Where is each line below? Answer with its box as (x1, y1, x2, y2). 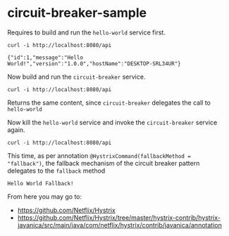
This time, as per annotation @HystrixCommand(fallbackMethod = (7, 151, 192, 159)
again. (7, 125, 26, 134)
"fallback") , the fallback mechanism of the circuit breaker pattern (7, 159, 200, 167)
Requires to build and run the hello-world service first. (7, 28, 166, 37)
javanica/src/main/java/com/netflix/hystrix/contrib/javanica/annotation (17, 221, 222, 229)
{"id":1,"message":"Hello (7, 54, 83, 61)
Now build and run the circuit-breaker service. (7, 72, 146, 81)
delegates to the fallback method (7, 166, 106, 175)
